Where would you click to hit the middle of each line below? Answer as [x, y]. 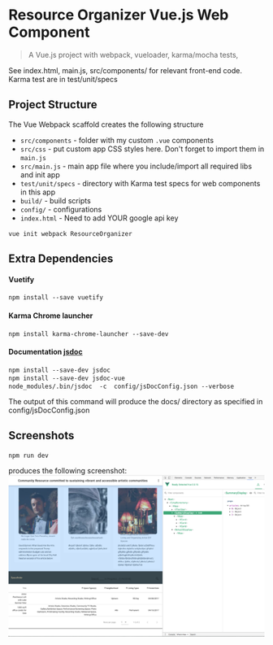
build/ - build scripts [55, 200]
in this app [37, 192]
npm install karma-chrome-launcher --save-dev [89, 334]
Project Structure [53, 105]
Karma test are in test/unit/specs [63, 79]
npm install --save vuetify [56, 298]
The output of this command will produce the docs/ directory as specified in [136, 401]
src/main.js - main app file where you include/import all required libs [136, 166]
